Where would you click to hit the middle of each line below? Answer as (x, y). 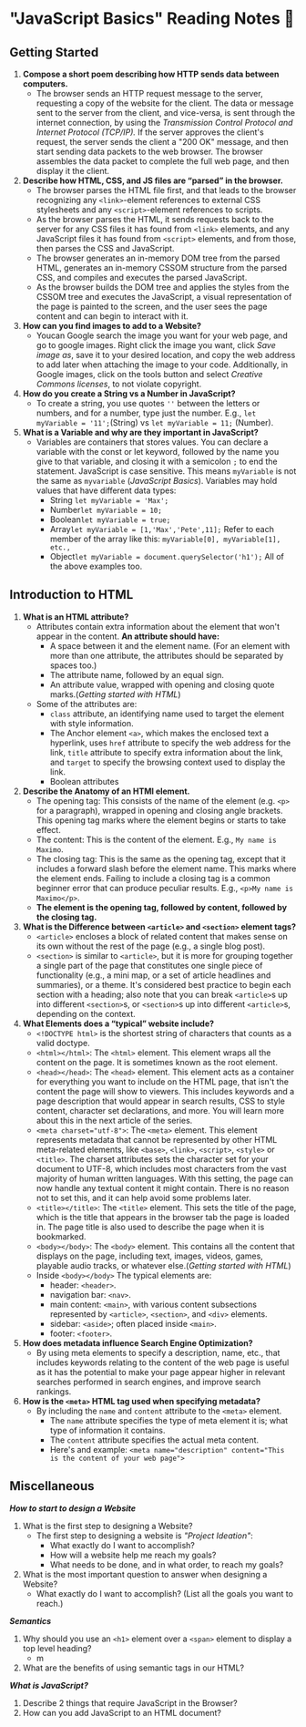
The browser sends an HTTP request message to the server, (149, 93)
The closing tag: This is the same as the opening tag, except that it (161, 858)
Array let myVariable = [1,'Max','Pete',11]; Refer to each (162, 529)
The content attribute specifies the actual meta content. (154, 1440)
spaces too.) (73, 665)
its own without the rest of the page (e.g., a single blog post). (151, 946)
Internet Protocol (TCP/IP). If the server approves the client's (150, 132)
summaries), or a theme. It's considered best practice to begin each (163, 984)
